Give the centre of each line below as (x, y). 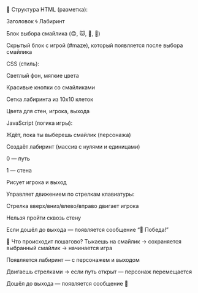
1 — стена (19, 170)
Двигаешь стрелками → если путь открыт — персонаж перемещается (99, 272)
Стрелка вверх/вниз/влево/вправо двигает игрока (73, 206)
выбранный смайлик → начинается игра (59, 248)
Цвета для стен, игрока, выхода (48, 111)
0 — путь (18, 158)
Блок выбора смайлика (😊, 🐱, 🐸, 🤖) (53, 33)
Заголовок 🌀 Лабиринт (36, 21)
